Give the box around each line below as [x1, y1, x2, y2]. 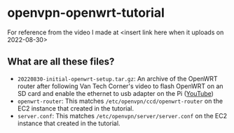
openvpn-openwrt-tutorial [7, 5, 165, 21]
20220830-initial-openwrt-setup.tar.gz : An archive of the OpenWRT [17, 74, 219, 83]
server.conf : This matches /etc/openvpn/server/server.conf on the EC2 [17, 111, 228, 120]
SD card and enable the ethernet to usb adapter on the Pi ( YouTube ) [17, 89, 214, 97]
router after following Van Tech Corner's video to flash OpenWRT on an [17, 82, 223, 90]
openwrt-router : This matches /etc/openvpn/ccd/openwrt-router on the [17, 97, 223, 105]
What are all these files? [7, 56, 115, 68]
